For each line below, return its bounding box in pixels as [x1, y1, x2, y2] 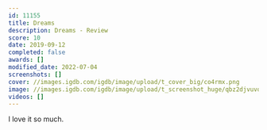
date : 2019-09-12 [8, 41, 66, 49]
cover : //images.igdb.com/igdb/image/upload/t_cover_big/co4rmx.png [8, 78, 240, 86]
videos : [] [8, 93, 44, 101]
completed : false [8, 48, 66, 56]
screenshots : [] [8, 71, 62, 78]
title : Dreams [8, 19, 56, 27]
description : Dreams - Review [8, 26, 109, 34]
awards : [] [8, 56, 44, 64]
